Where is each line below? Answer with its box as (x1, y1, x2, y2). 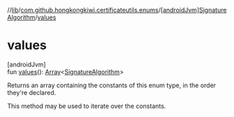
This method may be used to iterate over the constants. (7, 102, 166, 110)
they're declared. (7, 88, 56, 96)
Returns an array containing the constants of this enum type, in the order (7, 81, 217, 89)
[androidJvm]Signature (160, 6, 227, 14)
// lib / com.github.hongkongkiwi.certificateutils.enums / (7, 6, 162, 14)
